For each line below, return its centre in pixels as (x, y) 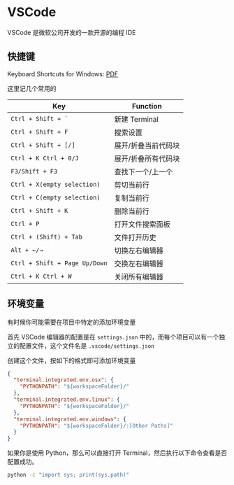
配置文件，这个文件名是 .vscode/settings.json (87, 345)
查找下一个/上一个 (144, 171)
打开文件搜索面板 (142, 224)
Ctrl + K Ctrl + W (41, 276)
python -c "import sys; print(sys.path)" (68, 475)
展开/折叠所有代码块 (147, 158)
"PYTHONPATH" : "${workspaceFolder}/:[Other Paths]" (96, 426)
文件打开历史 (135, 237)
